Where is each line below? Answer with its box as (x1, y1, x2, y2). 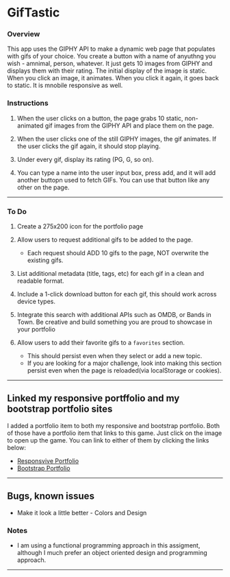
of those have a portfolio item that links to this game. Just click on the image (7, 429, 222, 437)
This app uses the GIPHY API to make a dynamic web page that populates (7, 45, 216, 53)
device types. (16, 297, 56, 306)
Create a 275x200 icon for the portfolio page (16, 222, 144, 231)
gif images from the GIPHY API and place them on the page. (44, 121, 214, 130)
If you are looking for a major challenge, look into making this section (27, 359, 222, 368)
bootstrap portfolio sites (7, 403, 113, 415)
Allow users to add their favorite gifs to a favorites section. (16, 338, 185, 347)
